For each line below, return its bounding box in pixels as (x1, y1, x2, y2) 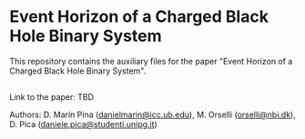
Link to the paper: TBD (9, 92, 94, 103)
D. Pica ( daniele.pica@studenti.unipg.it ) (9, 119, 158, 130)
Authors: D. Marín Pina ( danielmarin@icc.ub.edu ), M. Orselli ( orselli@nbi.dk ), (9, 109, 296, 120)
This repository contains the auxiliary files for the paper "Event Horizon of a (9, 55, 293, 66)
